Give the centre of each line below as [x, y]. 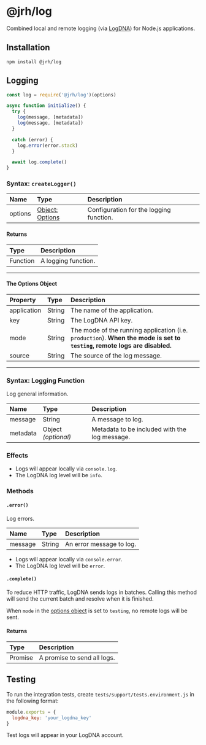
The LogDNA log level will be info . [59, 475]
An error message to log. [101, 544]
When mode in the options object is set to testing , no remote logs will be [97, 610]
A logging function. [68, 260]
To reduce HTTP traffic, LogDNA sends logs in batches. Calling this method [102, 592]
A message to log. [117, 419]
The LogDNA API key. [101, 320]
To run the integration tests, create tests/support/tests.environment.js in [101, 694]
